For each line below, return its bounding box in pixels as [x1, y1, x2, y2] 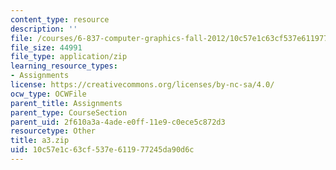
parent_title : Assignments [10, 98, 123, 108]
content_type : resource [10, 14, 110, 25]
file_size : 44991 [10, 42, 83, 53]
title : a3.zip [10, 136, 70, 146]
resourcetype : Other [10, 126, 97, 136]
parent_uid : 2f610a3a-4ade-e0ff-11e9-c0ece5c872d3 [10, 117, 226, 127]
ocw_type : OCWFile [10, 89, 87, 99]
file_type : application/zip [10, 52, 128, 62]
